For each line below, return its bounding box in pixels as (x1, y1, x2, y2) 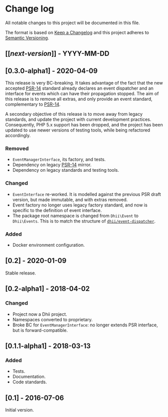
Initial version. (5, 407, 34, 413)
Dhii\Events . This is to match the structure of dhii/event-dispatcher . (12, 218, 156, 224)
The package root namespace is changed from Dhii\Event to (12, 213, 139, 219)
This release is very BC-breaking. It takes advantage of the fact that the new (5, 80, 163, 86)
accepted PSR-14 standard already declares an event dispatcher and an (5, 85, 154, 91)
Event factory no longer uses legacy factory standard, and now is (12, 202, 148, 208)
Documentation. (12, 374, 46, 380)
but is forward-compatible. (12, 327, 68, 333)
